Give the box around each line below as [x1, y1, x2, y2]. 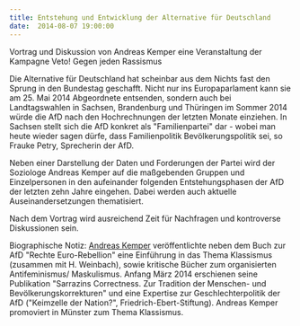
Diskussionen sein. [9, 222, 79, 233]
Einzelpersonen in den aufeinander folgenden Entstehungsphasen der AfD [9, 176, 285, 187]
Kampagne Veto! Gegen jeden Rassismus [9, 56, 163, 66]
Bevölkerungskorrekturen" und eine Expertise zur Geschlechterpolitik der [9, 287, 281, 298]
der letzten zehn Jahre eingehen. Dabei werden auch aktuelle [9, 186, 237, 197]
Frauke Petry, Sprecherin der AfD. [9, 140, 135, 151]
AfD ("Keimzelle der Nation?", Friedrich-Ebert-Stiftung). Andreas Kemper [9, 297, 278, 308]
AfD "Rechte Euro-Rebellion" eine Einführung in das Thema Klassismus [9, 249, 272, 260]
